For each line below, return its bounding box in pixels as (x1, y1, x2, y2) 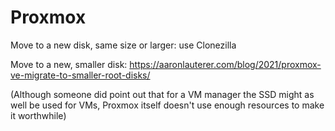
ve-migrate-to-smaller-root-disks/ (10, 69, 151, 81)
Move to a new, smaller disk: (10, 58, 128, 70)
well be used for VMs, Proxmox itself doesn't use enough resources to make (10, 99, 325, 111)
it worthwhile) (10, 109, 67, 121)
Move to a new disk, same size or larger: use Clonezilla (10, 39, 237, 51)
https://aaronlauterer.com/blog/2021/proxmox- (129, 58, 322, 70)
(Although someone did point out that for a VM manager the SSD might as (10, 88, 315, 100)
